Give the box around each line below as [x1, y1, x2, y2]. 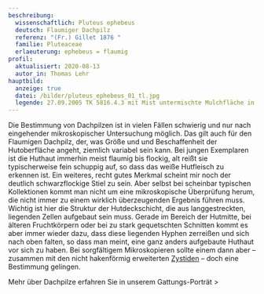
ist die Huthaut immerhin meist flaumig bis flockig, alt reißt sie [8, 154, 208, 163]
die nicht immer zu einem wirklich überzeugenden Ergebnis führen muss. [8, 195, 245, 205]
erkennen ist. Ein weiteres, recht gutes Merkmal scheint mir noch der [8, 170, 232, 180]
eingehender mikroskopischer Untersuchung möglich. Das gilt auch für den [8, 129, 252, 138]
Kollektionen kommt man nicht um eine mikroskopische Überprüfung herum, [8, 187, 255, 197]
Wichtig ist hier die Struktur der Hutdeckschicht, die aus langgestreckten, [8, 204, 246, 213]
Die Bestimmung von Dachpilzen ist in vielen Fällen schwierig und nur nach [8, 121, 251, 130]
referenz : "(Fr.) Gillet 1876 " [15, 33, 122, 42]
